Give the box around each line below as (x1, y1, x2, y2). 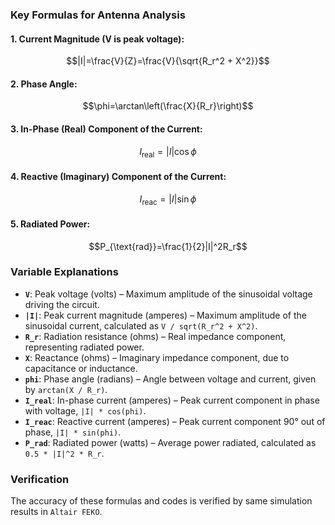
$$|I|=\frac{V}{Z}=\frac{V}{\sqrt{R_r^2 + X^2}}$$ (66, 55, 270, 67)
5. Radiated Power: (10, 218, 91, 230)
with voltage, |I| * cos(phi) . (24, 404, 147, 417)
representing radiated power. (24, 341, 145, 353)
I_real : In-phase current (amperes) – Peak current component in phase (24, 394, 320, 406)
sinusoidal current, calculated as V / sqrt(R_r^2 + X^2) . (24, 319, 258, 332)
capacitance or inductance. (24, 362, 138, 374)
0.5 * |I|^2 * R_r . (24, 447, 105, 459)
